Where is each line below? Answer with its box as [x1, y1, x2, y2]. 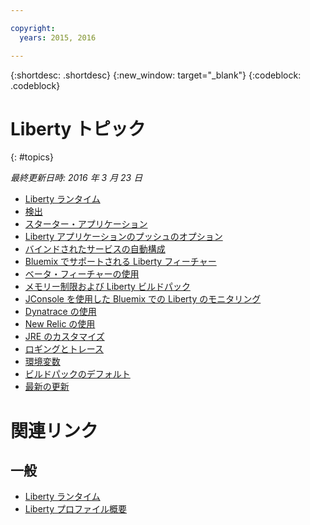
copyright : [10, 23, 56, 33]
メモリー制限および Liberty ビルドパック [24, 281, 191, 293]
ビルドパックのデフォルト [24, 368, 131, 380]
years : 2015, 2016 [19, 32, 97, 43]
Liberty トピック [10, 117, 147, 140]
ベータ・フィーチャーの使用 [24, 268, 140, 280]
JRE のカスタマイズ [24, 331, 105, 343]
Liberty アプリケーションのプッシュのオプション [24, 231, 223, 243]
